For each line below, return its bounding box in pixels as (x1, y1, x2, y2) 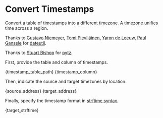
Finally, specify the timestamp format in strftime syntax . (5, 98, 119, 104)
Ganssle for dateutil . (5, 40, 46, 46)
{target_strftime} (5, 107, 39, 113)
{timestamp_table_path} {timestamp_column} (5, 68, 98, 75)
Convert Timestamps (5, 3, 94, 15)
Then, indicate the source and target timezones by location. (5, 78, 127, 84)
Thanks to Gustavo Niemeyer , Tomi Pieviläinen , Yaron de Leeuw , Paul (5, 35, 146, 41)
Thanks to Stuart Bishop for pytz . (5, 50, 73, 56)
